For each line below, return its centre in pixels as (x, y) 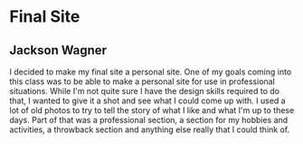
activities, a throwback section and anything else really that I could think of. (150, 130)
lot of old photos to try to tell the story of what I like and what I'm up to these (152, 110)
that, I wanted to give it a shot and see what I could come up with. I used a (148, 101)
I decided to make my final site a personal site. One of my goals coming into (151, 72)
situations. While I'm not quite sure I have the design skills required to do (145, 91)
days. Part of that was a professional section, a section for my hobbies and (149, 120)
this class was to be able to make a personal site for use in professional (142, 82)
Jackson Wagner (58, 50)
